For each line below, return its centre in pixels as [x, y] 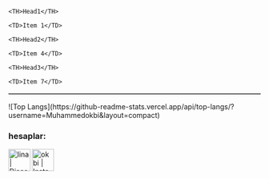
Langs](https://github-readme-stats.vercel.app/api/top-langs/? [130, 107]
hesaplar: [27, 136]
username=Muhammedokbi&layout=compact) [84, 115]
